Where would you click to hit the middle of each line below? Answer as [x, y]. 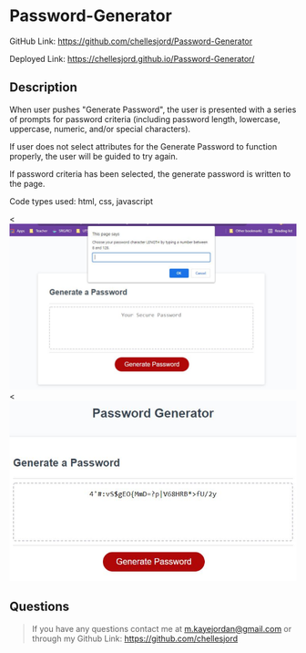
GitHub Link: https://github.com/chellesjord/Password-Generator [131, 41]
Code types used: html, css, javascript [81, 201]
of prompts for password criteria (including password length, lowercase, [145, 119]
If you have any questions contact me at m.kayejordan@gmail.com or [162, 628]
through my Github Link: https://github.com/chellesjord [135, 638]
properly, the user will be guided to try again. [94, 156]
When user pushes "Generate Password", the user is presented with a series [153, 109]
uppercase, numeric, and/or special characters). [100, 129]
